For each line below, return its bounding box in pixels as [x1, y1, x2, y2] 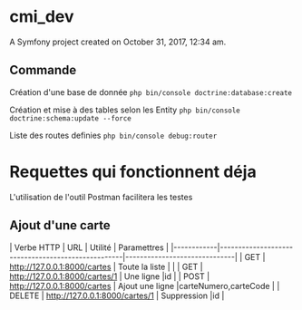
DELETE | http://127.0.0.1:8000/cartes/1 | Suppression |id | [9, 290, 225, 301]
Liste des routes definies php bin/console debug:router [9, 130, 218, 140]
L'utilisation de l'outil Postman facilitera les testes [9, 191, 193, 202]
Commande [9, 63, 77, 78]
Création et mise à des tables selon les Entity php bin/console [9, 104, 240, 115]
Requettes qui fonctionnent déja [9, 161, 257, 182]
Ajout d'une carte [9, 218, 111, 233]
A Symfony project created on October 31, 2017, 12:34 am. [9, 36, 227, 47]
